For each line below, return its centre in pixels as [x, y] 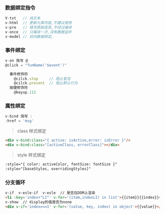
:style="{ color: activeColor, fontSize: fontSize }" [61, 164]
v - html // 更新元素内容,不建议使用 [39, 23]
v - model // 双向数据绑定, [29, 36]
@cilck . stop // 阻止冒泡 [42, 79]
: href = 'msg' [20, 121]
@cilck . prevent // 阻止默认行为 [46, 83]
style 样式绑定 [31, 155]
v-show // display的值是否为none [39, 202]
